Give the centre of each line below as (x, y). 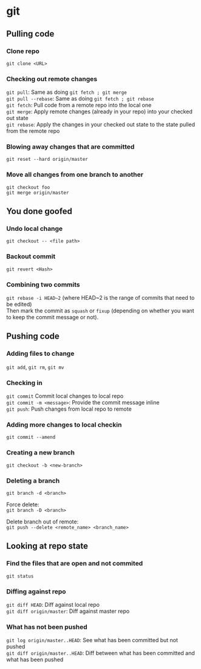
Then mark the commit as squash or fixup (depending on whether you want (100, 311)
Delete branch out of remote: (43, 522)
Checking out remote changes (52, 79)
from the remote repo (33, 131)
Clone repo (23, 51)
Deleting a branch (33, 481)
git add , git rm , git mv (35, 367)
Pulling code (30, 34)
